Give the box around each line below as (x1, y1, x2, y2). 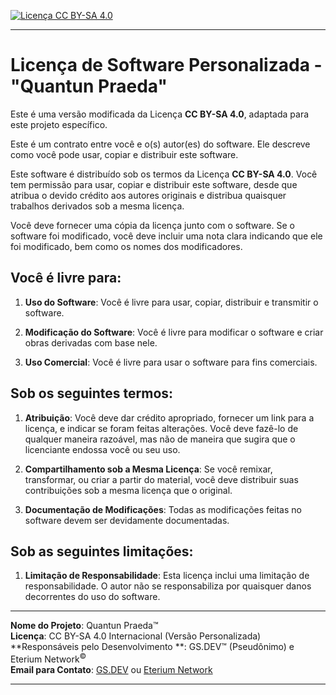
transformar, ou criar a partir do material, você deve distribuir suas (24, 473, 299, 485)
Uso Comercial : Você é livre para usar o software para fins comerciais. (24, 356, 318, 368)
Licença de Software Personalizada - (10, 54, 323, 77)
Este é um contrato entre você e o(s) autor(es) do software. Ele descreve (10, 138, 311, 150)
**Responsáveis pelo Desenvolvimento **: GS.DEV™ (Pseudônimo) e (10, 641, 295, 653)
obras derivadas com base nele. (24, 336, 158, 349)
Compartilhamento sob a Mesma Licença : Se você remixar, (24, 463, 273, 475)
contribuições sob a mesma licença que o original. (24, 484, 233, 496)
